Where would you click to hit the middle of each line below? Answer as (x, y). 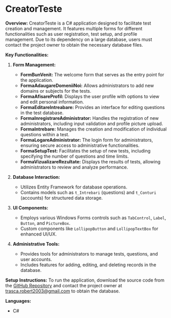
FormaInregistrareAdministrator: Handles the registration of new (90, 118)
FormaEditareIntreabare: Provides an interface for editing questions (92, 107)
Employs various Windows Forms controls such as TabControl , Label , (93, 218)
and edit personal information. (52, 102)
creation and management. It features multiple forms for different (74, 28)
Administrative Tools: (36, 244)
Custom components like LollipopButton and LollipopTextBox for (89, 228)
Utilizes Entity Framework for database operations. (74, 187)
